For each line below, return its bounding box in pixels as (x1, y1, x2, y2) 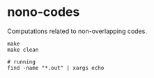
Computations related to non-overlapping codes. (7, 27, 148, 35)
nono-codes (7, 4, 80, 20)
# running (7, 58, 36, 66)
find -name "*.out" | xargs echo (7, 64, 105, 71)
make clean (7, 46, 39, 53)
